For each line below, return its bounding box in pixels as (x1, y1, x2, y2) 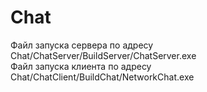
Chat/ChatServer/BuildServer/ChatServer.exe (10, 49, 197, 61)
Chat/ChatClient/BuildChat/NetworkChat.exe (10, 71, 195, 83)
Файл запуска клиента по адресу (10, 60, 152, 72)
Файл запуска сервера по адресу (10, 39, 154, 51)
